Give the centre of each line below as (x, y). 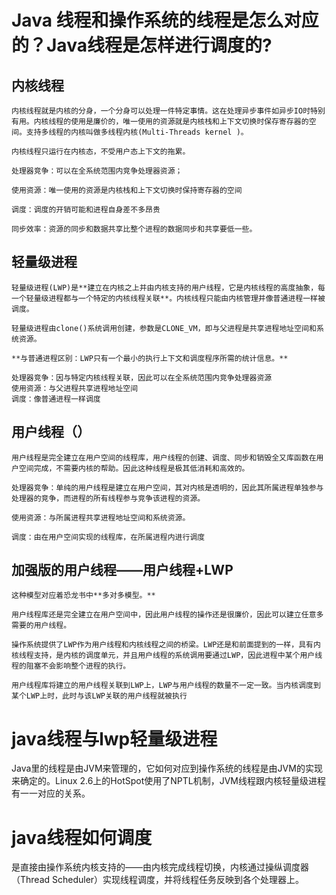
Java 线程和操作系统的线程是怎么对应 (165, 20)
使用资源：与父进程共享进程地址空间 (75, 388)
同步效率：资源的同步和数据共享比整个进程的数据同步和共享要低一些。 (134, 229)
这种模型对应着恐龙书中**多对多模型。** (83, 596)
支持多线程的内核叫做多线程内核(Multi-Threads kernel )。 (137, 132)
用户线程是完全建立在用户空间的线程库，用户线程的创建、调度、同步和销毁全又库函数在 (164, 457)
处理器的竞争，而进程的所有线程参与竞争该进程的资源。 (108, 498)
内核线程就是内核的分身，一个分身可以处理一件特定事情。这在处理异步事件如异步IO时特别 (168, 111)
